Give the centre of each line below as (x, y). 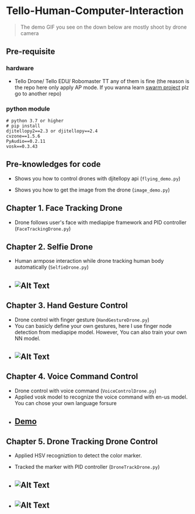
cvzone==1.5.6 (23, 136)
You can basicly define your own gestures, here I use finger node (93, 325)
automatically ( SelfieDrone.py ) (51, 267)
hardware (20, 68)
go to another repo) (38, 93)
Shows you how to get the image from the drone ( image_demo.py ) (92, 190)
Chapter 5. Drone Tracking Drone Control (82, 441)
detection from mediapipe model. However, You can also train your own (100, 332)
